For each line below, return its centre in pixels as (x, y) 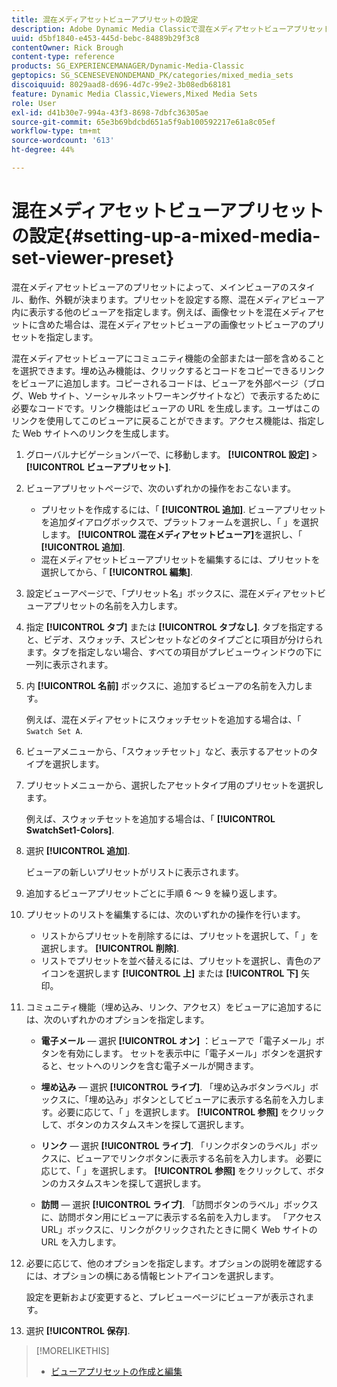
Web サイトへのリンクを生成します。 (98, 433)
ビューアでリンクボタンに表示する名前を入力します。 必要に (199, 1158)
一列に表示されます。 (69, 664)
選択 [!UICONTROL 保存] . (78, 1330)
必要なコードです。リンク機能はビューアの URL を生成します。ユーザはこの (166, 408)
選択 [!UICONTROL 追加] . (78, 850)
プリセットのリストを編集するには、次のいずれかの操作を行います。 (165, 914)
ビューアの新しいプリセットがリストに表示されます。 (134, 872)
